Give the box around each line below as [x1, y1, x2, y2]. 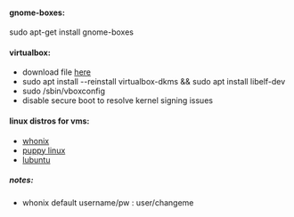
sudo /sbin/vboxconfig [21, 85, 105, 97]
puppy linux [21, 145, 66, 156]
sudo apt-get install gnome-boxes [9, 27, 134, 37]
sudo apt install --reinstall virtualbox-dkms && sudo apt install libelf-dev [21, 76, 286, 87]
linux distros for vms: [9, 116, 90, 126]
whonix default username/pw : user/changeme [21, 197, 194, 208]
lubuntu [21, 154, 51, 165]
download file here [21, 67, 92, 77]
